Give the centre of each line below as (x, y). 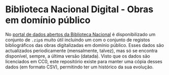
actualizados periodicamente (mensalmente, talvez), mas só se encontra (81, 51)
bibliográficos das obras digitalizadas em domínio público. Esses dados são (85, 45)
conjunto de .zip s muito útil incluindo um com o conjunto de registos (78, 40)
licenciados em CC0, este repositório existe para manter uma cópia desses (84, 61)
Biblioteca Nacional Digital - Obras (79, 9)
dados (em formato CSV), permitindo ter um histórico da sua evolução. (79, 67)
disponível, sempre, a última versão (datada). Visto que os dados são (78, 56)
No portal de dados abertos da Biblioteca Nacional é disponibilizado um (80, 34)
